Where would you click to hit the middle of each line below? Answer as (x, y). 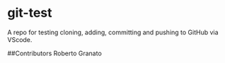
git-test (30, 13)
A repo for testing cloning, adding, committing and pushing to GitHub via (113, 32)
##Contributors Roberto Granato (55, 53)
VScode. (20, 39)
